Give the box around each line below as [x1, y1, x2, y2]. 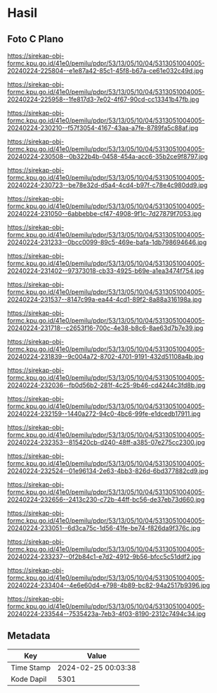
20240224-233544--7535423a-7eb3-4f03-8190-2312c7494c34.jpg [7, 610, 206, 618]
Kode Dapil [11, 674, 47, 684]
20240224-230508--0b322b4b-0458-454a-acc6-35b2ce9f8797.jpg [7, 153, 209, 160]
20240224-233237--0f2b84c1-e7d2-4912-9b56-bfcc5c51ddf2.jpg [7, 552, 202, 561]
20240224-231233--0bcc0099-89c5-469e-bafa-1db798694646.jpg [7, 238, 207, 246]
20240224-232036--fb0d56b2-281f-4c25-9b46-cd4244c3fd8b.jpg [7, 381, 206, 389]
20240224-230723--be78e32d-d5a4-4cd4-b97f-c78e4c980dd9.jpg [7, 181, 208, 189]
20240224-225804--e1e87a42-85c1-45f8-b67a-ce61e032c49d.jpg [7, 67, 204, 75]
